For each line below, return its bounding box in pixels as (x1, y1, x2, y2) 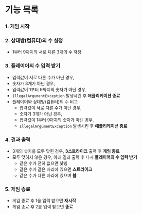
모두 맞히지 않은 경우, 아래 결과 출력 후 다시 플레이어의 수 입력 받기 (12, 154, 137, 160)
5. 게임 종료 (5, 185, 31, 192)
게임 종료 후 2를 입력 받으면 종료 (12, 204, 73, 210)
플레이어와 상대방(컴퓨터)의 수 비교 (12, 99, 78, 104)
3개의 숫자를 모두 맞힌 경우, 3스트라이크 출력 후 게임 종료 (12, 148, 120, 154)
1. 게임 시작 (5, 23, 30, 30)
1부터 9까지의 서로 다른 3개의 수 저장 (12, 49, 82, 55)
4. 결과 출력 (5, 136, 31, 143)
